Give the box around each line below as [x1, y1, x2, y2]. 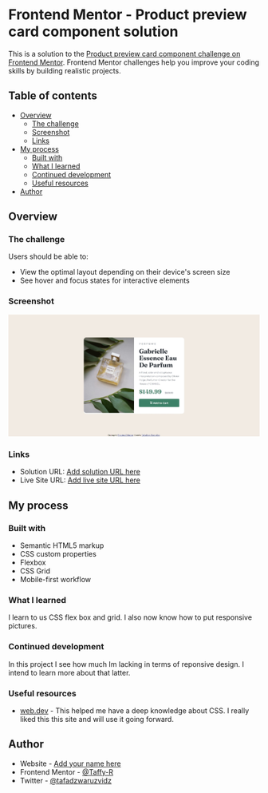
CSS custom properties [19, 549, 97, 559]
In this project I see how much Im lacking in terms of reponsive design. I [8, 659, 245, 668]
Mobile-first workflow [19, 575, 92, 585]
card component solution [8, 22, 179, 41]
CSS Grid [19, 566, 50, 576]
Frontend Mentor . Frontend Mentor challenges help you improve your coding [8, 57, 260, 67]
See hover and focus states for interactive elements [19, 276, 190, 285]
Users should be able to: [8, 252, 89, 261]
